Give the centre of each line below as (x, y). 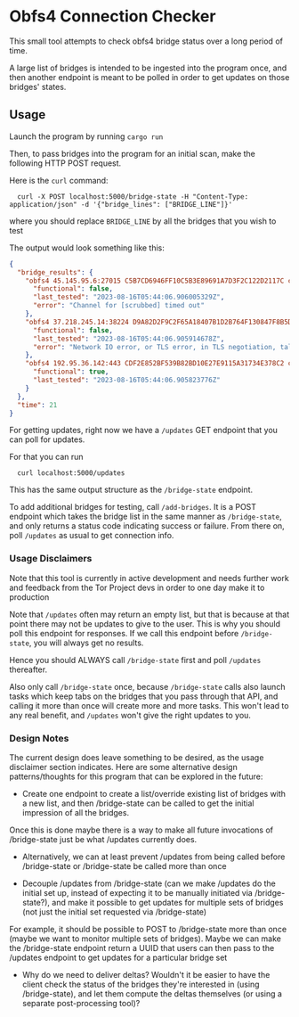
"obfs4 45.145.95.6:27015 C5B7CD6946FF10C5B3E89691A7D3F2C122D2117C (155, 281)
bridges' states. (38, 86)
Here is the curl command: (59, 180)
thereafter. (28, 669)
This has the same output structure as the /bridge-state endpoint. (131, 490)
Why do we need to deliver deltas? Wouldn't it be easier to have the (146, 974)
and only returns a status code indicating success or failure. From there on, (147, 526)
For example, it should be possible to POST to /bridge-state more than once (148, 929)
